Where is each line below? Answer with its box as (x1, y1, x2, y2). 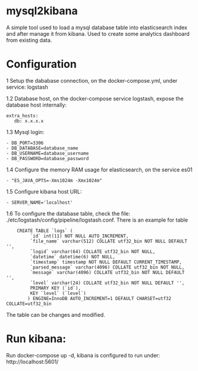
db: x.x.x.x (14, 118, 44, 124)
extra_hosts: (6, 113, 39, 119)
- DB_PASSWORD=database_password (6, 155, 89, 161)
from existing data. (6, 36, 52, 43)
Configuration (6, 58, 77, 71)
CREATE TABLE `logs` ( (17, 227, 73, 233)
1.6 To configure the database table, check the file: (6, 210, 131, 217)
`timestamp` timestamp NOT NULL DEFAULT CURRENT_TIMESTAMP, (30, 259, 183, 265)
